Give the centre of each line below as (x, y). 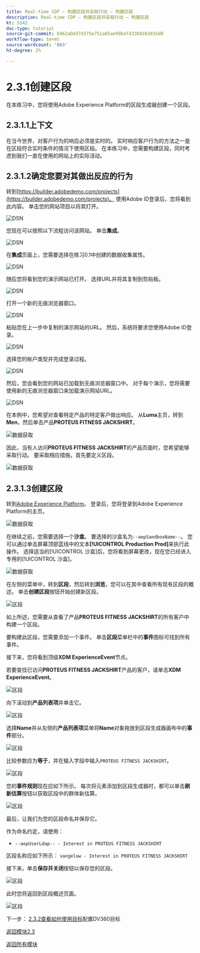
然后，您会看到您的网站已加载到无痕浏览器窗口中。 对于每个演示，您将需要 (98, 383)
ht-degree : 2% (24, 51)
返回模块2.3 (21, 932)
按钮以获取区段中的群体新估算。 (61, 793)
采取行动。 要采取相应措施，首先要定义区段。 (62, 455)
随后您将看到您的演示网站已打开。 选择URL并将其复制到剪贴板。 (85, 279)
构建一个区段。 (24, 625)
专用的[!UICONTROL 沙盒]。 (41, 559)
